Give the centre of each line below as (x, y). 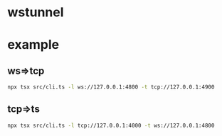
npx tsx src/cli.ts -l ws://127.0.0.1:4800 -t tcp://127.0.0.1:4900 (111, 87)
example (33, 45)
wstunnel (36, 12)
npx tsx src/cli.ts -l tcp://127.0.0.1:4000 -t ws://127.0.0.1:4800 (111, 125)
